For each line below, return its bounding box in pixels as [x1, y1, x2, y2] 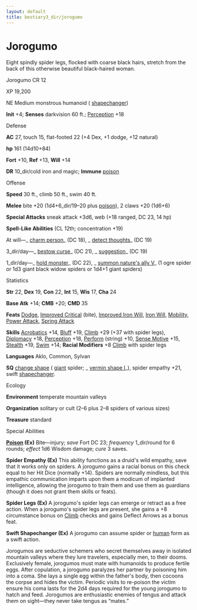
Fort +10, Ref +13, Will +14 [6, 157, 71, 164]
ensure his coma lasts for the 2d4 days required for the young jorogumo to [6, 585, 187, 592]
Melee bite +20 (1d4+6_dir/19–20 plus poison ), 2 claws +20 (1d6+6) [6, 202, 171, 209]
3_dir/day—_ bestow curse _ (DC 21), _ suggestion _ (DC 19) [6, 248, 148, 255]
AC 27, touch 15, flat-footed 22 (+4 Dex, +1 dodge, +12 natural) [6, 134, 158, 141]
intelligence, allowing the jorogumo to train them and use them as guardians [6, 482, 190, 489]
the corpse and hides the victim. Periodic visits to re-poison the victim [6, 579, 176, 586]
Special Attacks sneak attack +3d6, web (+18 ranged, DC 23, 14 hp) [6, 213, 172, 221]
